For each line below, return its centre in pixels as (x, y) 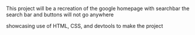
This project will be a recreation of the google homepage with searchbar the (98, 8)
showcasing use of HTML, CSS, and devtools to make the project (85, 26)
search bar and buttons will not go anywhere (60, 15)
